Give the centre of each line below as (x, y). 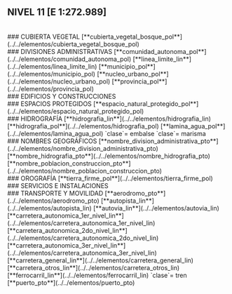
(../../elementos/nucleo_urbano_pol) (59, 81)
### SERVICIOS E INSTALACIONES (58, 185)
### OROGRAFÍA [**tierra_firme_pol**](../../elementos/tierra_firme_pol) (110, 178)
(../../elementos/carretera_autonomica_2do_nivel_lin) (83, 238)
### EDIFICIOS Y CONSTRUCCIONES (62, 96)
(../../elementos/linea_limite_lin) (52, 66)
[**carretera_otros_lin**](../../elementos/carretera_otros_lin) (94, 267)
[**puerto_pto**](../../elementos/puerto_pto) (71, 282)
